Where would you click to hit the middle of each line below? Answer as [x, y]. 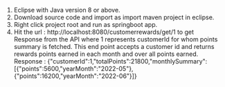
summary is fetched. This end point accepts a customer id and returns [114, 47]
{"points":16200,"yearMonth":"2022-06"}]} [75, 76]
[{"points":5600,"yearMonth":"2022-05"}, [73, 69]
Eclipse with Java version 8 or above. [67, 10]
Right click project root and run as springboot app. [85, 25]
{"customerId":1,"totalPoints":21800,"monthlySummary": [127, 61]
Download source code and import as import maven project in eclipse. [114, 17]
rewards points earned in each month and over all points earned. [106, 54]
